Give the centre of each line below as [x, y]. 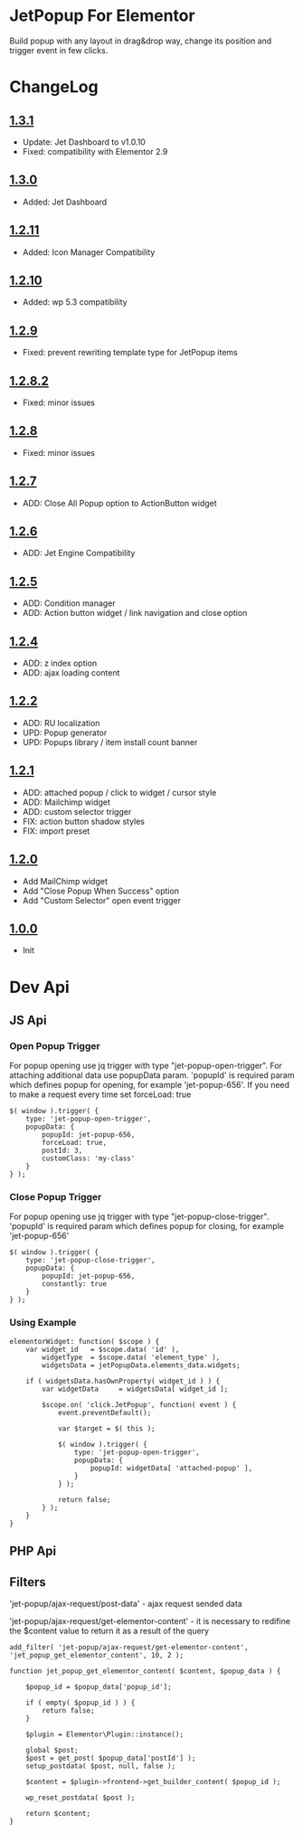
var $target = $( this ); [106, 1428]
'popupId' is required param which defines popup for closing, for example [147, 1226]
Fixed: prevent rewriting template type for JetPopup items [130, 353]
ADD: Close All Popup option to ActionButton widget [119, 503]
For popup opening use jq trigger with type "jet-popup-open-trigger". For [146, 1066]
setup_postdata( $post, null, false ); [101, 1766]
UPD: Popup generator [65, 733]
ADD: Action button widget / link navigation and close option [135, 613]
